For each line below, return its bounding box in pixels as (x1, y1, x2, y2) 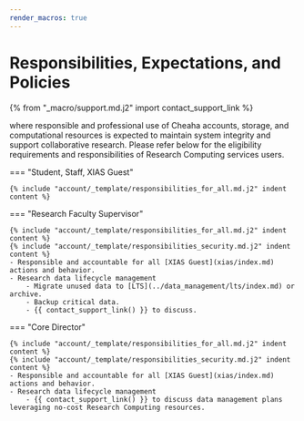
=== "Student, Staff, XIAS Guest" (9, 166, 134, 178)
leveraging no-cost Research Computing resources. (9, 403, 206, 412)
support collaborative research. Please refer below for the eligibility (9, 139, 262, 150)
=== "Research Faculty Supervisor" (9, 208, 144, 219)
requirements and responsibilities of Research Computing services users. (9, 149, 285, 159)
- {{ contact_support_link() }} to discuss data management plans (25, 395, 283, 404)
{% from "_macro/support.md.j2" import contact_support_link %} (9, 102, 254, 113)
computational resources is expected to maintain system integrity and (9, 129, 271, 140)
